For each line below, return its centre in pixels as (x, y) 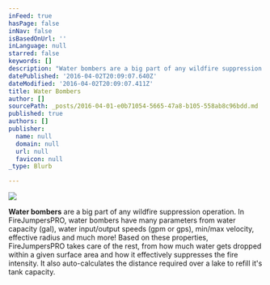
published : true (36, 114)
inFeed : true (30, 16)
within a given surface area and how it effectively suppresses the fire (123, 255)
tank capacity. (32, 272)
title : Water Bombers (45, 91)
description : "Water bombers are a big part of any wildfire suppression (135, 69)
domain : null (38, 144)
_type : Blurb (30, 167)
